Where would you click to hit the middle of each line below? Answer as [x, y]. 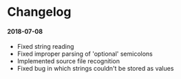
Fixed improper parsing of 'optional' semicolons [85, 54]
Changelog [39, 12]
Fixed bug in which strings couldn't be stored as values [95, 69]
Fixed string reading [45, 47]
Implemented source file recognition [68, 61]
